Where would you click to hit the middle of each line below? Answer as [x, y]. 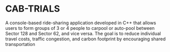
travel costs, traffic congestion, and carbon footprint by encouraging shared [86, 39]
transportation [20, 44]
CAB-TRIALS [33, 9]
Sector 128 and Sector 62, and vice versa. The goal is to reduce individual [83, 33]
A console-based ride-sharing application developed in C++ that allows [81, 23]
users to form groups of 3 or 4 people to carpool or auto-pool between [80, 28]
